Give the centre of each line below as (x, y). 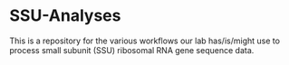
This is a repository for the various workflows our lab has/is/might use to (145, 41)
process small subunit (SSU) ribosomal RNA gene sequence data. (132, 50)
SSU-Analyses (65, 16)
